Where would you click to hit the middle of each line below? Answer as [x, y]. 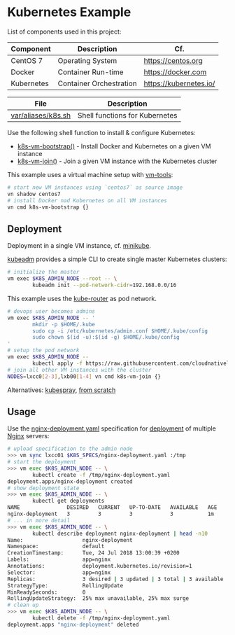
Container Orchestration [98, 83]
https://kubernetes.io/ [179, 83]
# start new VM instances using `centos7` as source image [95, 187]
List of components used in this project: [64, 32]
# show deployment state [43, 488]
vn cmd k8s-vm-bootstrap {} [48, 207]
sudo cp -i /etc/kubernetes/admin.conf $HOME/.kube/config [120, 331]
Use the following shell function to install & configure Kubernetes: [101, 132]
